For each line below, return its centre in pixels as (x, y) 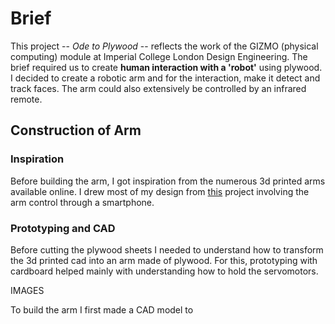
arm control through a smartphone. (82, 202)
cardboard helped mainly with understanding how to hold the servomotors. (164, 271)
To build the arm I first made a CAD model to (102, 309)
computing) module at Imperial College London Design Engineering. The (159, 56)
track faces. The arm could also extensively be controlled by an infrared (158, 88)
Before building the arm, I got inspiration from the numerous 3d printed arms (168, 181)
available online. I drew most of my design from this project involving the (160, 191)
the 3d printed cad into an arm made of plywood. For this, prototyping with (164, 260)
